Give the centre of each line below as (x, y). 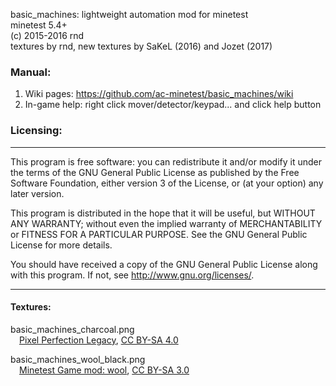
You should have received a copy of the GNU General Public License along (164, 264)
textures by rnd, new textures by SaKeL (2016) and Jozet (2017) (141, 46)
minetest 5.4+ (39, 25)
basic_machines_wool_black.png (78, 359)
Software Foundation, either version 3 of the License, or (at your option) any (167, 183)
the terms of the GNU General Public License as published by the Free (155, 172)
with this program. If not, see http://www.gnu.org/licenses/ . (132, 275)
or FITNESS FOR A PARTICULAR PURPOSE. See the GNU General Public (159, 234)
